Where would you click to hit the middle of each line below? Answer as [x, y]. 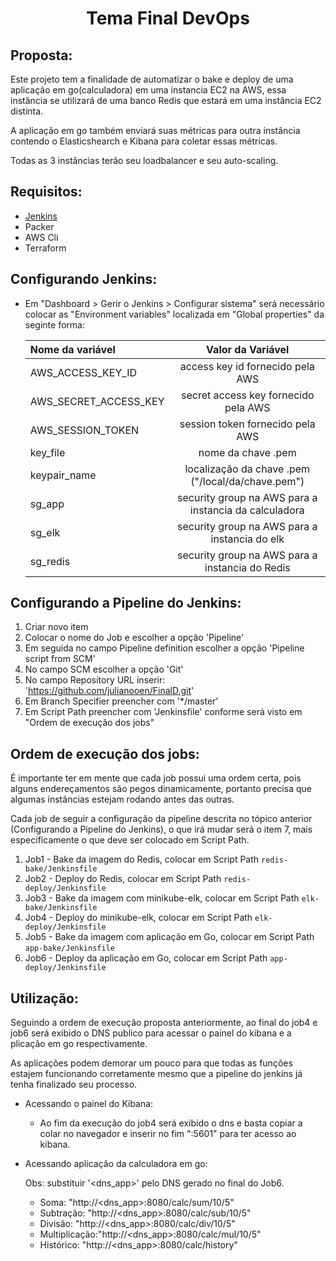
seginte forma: [54, 324]
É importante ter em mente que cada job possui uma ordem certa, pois [156, 778]
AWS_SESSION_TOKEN [84, 430]
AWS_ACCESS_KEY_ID [83, 372]
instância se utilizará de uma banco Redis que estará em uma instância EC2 [166, 100]
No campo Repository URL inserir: [95, 680]
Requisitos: [46, 192]
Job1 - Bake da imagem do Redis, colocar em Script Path [142, 859]
